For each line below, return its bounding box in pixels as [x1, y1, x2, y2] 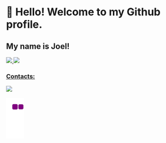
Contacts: [6, 72, 35, 80]
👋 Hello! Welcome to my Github [6, 5, 161, 19]
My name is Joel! [6, 41, 70, 51]
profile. [6, 18, 43, 31]
